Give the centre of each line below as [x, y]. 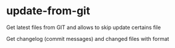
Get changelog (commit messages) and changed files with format [88, 39]
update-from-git [48, 11]
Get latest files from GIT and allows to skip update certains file [84, 27]
